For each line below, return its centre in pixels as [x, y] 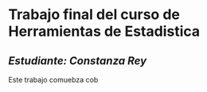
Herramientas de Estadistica [104, 31]
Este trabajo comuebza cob [53, 80]
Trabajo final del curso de [94, 15]
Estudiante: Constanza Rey [78, 61]
